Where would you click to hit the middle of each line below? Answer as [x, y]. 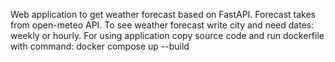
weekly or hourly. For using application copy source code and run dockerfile [167, 35]
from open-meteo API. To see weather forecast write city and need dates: [162, 25]
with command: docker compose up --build [100, 46]
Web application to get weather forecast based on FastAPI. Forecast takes [163, 14]
